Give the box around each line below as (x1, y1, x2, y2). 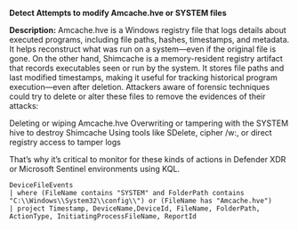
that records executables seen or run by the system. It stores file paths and (9, 62, 285, 73)
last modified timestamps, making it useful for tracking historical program (9, 72, 278, 83)
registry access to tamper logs (9, 137, 122, 147)
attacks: (9, 101, 39, 111)
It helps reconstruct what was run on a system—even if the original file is (9, 44, 277, 54)
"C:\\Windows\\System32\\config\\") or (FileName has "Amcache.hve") (9, 196, 273, 205)
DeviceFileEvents (9, 181, 74, 190)
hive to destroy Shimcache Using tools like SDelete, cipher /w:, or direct (9, 127, 273, 137)
